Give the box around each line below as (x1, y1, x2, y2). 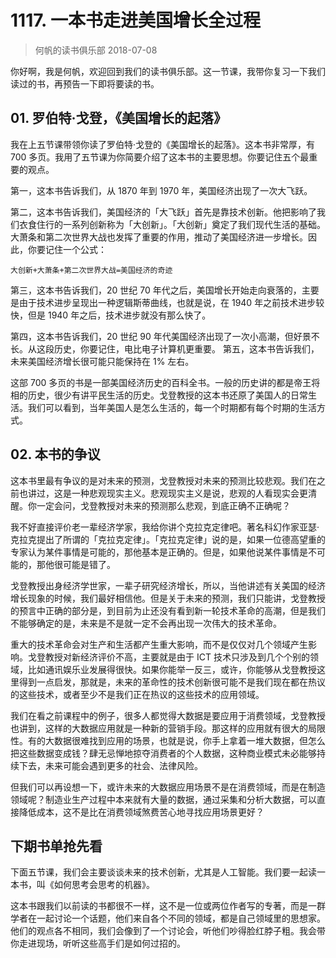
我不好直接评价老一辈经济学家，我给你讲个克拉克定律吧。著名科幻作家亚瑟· (10, 521, 320, 533)
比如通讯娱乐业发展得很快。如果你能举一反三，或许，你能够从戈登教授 (27, 663, 317, 675)
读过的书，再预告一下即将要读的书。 (10, 77, 160, 90)
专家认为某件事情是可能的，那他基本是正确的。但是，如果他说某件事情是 (10, 546, 308, 558)
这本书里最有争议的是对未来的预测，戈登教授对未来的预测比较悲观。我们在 (10, 474, 317, 486)
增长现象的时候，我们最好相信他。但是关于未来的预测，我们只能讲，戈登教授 (10, 592, 326, 604)
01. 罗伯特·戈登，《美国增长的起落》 (10, 110, 228, 127)
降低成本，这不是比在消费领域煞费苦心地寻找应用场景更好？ (18, 806, 265, 818)
